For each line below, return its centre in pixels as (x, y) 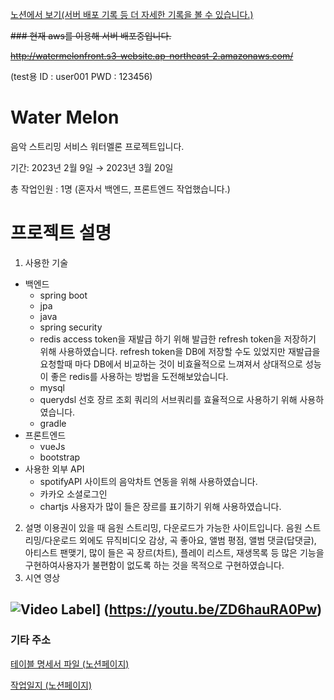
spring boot (63, 295)
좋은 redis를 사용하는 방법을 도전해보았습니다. (139, 376)
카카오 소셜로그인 (73, 494)
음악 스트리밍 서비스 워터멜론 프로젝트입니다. (97, 146)
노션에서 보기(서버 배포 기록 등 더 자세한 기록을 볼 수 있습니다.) (132, 14)
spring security (71, 327)
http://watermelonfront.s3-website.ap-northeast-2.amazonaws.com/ (152, 56)
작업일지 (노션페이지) (51, 685)
